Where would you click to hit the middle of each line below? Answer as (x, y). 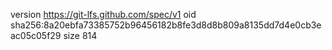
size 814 (80, 35)
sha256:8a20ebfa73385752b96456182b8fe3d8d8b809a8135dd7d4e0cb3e (166, 25)
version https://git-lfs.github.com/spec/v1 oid (103, 14)
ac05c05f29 (36, 35)
